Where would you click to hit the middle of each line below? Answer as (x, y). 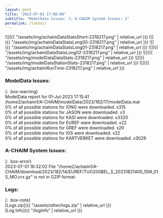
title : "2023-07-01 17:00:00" (36, 14)
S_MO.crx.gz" (19, 177)
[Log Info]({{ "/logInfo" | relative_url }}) (44, 211)
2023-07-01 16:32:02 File (30, 166)
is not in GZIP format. (55, 177)
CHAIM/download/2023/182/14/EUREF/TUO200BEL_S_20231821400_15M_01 (82, 172)
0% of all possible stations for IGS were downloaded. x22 (63, 133)
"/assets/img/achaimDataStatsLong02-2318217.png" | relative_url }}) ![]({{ (79, 53)
